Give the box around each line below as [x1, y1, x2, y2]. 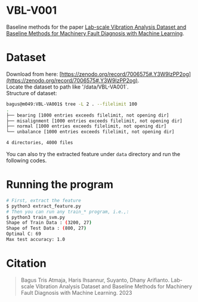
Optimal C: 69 [6, 231, 42, 237]
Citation [6, 257, 47, 270]
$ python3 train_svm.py [6, 214, 66, 220]
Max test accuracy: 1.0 [6, 237, 66, 243]
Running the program [6, 178, 114, 191]
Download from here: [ [6, 70, 61, 78]
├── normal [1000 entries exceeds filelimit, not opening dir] [6, 123, 167, 129]
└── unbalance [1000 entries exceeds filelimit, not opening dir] [6, 129, 175, 135]
